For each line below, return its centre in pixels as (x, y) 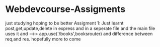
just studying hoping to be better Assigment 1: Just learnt (64, 23)
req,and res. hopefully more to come (43, 39)
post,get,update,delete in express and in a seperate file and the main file (80, 28)
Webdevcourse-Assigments (65, 9)
